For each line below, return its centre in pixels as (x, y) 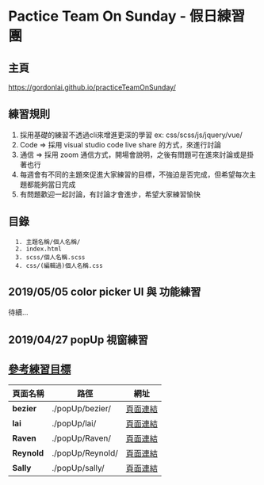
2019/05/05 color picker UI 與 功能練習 (105, 292)
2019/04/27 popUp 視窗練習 (78, 340)
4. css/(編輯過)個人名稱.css (59, 265)
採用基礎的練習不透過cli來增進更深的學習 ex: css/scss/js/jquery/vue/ (131, 135)
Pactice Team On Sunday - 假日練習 (127, 16)
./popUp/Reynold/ (85, 453)
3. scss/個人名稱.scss (50, 257)
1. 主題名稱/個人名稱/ (48, 242)
